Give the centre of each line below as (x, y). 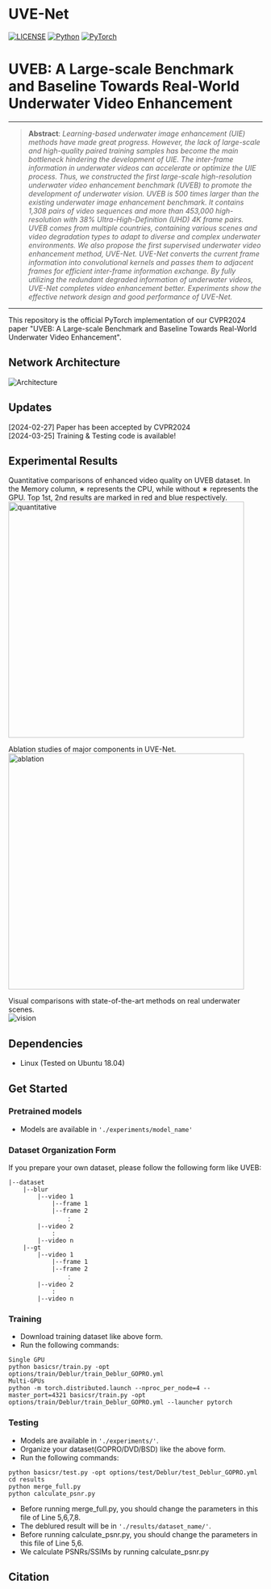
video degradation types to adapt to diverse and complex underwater (144, 236)
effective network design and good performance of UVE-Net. (130, 297)
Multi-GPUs (27, 1381)
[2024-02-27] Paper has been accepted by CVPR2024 (100, 427)
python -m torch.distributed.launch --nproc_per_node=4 (104, 1388)
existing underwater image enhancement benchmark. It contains (136, 202)
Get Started (38, 1088)
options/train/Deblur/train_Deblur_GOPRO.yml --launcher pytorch (120, 1403)
